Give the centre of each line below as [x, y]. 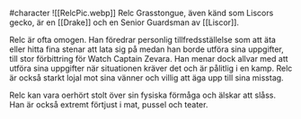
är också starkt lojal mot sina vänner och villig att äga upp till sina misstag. [147, 78]
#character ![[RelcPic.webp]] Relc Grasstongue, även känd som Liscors [142, 13]
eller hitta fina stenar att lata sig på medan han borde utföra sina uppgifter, [147, 49]
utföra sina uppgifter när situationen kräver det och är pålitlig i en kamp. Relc [151, 68]
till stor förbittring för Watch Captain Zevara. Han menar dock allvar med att [149, 59]
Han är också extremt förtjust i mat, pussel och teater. [109, 105]
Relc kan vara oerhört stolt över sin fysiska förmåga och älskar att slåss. [143, 95]
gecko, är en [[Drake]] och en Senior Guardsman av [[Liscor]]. [124, 22]
